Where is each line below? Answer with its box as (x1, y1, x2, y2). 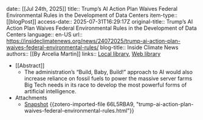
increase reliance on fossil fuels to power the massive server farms (24, 75, 193, 82)
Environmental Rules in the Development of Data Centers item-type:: (6, 12, 178, 19)
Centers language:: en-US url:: (6, 31, 83, 38)
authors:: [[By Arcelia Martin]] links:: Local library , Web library (6, 50, 161, 57)
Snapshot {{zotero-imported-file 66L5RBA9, (24, 101, 135, 108)
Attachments (15, 94, 47, 101)
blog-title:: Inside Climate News (100, 44, 179, 51)
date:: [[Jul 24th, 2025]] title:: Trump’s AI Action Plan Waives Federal (6, 5, 178, 12)
